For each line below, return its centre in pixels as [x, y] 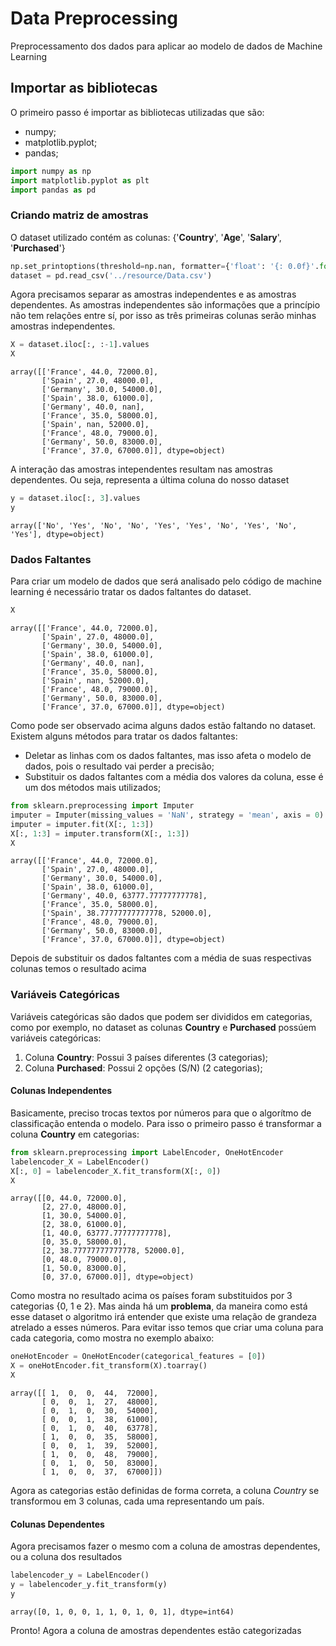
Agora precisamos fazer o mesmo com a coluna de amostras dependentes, [165, 1546]
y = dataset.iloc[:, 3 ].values [75, 498]
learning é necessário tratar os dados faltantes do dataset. [131, 592]
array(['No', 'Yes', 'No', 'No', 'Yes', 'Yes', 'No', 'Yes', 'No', [154, 525]
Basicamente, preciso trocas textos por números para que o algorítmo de [161, 1113]
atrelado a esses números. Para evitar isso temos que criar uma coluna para [167, 1328]
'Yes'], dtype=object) [57, 534]
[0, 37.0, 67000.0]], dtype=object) [118, 1277]
